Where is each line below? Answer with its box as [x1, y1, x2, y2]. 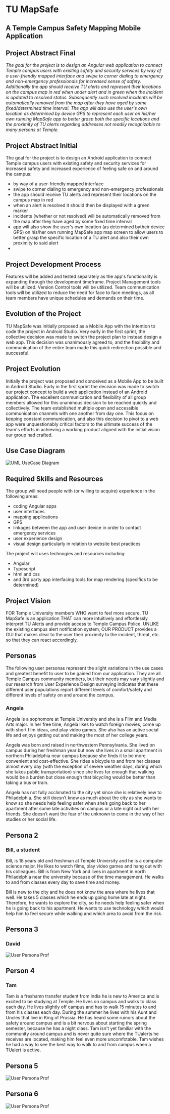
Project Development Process [6, 260, 101, 269]
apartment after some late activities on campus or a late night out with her [6, 806, 159, 812]
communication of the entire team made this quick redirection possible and [6, 344, 162, 350]
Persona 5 [6, 1061, 38, 1070]
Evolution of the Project [6, 310, 81, 318]
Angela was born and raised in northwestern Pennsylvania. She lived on [6, 742, 155, 748]
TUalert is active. [6, 1047, 41, 1053]
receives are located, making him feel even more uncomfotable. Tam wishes [6, 1036, 164, 1042]
